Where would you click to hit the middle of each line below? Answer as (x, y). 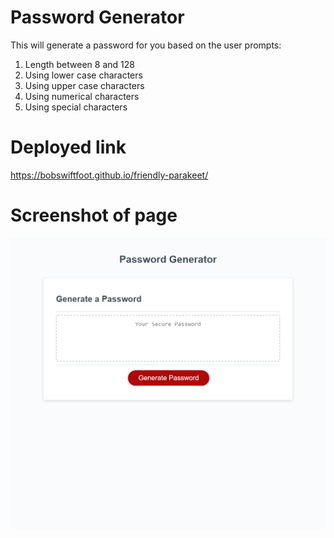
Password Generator (97, 17)
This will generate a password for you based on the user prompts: (146, 45)
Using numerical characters (82, 96)
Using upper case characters (84, 85)
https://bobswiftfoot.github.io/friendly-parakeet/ (109, 175)
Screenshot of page (94, 215)
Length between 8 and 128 (79, 64)
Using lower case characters (83, 75)
